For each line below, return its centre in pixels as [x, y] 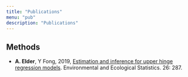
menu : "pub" [21, 17]
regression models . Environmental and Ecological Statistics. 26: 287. [98, 68]
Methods [23, 47]
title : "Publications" [34, 12]
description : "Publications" [42, 23]
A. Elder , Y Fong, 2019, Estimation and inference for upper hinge [94, 61]
